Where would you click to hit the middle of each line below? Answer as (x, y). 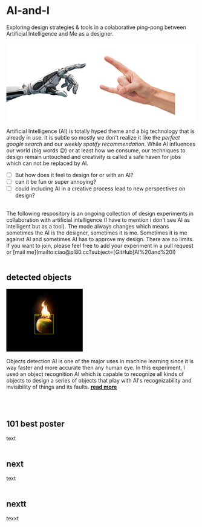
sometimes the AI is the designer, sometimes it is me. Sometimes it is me (97, 233)
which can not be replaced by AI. (47, 163)
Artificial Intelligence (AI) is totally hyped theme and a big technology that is (100, 131)
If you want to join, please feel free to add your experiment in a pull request (100, 245)
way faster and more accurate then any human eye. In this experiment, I (96, 367)
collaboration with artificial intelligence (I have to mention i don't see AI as (98, 220)
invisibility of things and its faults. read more (62, 387)
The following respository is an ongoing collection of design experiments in (100, 213)
